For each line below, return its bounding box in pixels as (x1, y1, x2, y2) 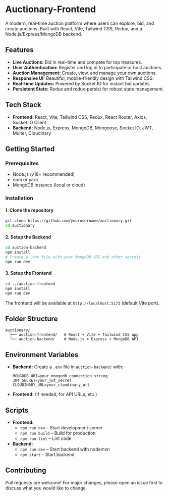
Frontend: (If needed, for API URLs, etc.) (12, 391, 97, 398)
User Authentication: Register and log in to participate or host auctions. (12, 64, 162, 70)
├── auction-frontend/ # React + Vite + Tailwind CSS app (10, 332, 139, 337)
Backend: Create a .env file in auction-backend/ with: (12, 364, 124, 370)
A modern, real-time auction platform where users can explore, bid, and (5, 20, 154, 26)
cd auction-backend (5, 245, 46, 251)
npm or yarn (12, 177, 38, 183)
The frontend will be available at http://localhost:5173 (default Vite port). (5, 300, 160, 306)
